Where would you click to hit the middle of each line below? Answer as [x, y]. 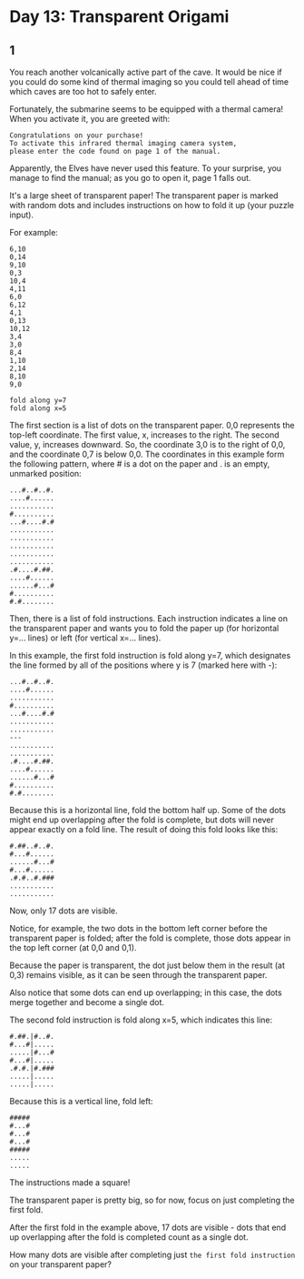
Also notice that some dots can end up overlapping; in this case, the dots [146, 992]
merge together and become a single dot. [87, 1002]
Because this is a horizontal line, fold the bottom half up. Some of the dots [147, 810]
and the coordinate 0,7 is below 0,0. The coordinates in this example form [147, 454]
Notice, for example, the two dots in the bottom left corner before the [138, 928]
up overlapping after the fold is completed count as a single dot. [129, 1237]
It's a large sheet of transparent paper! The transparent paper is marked [144, 196]
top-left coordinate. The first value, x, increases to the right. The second [144, 435]
